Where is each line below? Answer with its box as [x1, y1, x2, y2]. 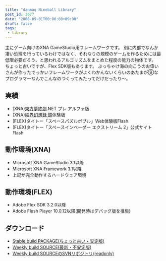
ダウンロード [5, 224, 45, 232]
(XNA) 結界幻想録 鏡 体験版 [12, 112, 65, 118]
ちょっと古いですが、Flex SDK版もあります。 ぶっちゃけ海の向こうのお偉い [5, 63, 159, 69]
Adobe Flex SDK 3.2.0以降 [12, 202, 66, 208]
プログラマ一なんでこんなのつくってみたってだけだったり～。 [5, 75, 130, 81]
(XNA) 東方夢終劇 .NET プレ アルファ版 [12, 105, 90, 112]
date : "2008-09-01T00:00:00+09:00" [5, 16, 79, 21]
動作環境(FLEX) [5, 188, 53, 196]
